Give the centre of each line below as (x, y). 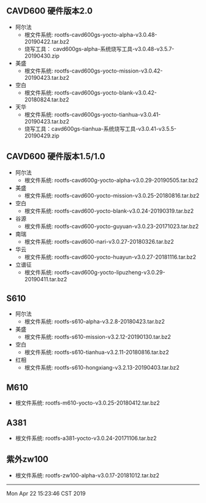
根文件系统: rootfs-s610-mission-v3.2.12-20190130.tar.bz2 (98, 337)
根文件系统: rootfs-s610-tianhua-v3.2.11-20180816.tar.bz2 (97, 353)
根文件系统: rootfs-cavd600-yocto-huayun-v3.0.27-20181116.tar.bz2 (110, 257)
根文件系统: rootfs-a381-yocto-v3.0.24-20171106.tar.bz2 (86, 439)
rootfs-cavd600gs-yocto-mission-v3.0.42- (109, 71)
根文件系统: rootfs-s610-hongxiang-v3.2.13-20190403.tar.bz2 (102, 368)
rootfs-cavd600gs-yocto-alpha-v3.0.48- (106, 34)
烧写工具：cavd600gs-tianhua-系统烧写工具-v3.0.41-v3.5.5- (100, 128)
